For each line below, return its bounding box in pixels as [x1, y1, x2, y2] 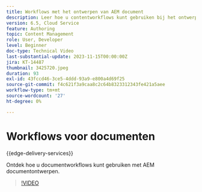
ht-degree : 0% [6, 98, 42, 104]
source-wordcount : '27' [6, 93, 66, 99]
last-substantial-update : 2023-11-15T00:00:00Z [6, 54, 128, 60]
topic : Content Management [6, 31, 74, 37]
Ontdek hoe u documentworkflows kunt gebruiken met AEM [6, 161, 155, 169]
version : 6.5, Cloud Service [6, 20, 79, 26]
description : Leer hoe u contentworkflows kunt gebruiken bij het [6, 14, 176, 20]
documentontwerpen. [6, 167, 60, 175]
